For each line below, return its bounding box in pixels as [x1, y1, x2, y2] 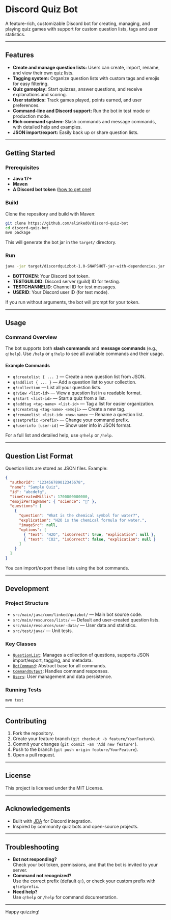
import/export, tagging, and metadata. [12, 657, 93, 663]
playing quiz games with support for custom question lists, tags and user [5, 25, 158, 32]
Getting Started [5, 149, 55, 157]
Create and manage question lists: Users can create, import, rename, [12, 64, 160, 70]
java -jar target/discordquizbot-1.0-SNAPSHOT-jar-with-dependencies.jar [5, 263, 165, 268]
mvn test [5, 698, 24, 703]
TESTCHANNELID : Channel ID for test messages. [12, 284, 117, 290]
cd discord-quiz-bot [5, 225, 49, 230]
